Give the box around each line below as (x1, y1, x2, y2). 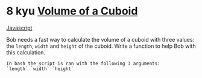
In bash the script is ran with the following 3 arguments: (6, 60, 161, 67)
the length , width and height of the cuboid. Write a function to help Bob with (6, 42, 196, 50)
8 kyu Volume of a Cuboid (6, 4, 138, 18)
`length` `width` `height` (6, 65, 74, 72)
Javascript (6, 24, 33, 31)
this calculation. (6, 48, 46, 56)
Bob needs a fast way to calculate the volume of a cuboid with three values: (6, 36, 195, 43)
